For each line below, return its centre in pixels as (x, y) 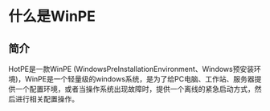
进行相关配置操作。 (47, 99)
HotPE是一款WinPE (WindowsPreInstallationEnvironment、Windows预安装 (131, 69)
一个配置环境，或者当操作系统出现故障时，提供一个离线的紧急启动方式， (135, 89)
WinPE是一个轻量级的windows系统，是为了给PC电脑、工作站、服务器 (140, 79)
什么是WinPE (52, 16)
